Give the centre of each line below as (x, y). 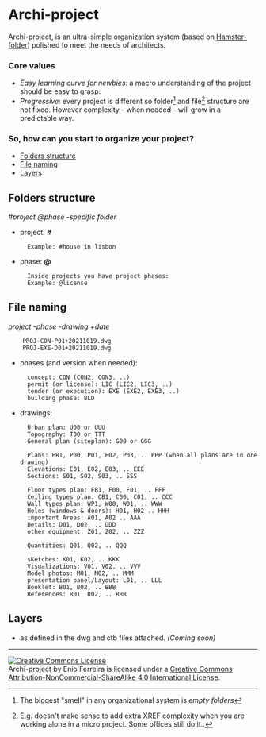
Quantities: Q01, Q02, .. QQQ (77, 546)
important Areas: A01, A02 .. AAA (84, 518)
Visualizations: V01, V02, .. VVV (84, 566)
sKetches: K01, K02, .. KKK (74, 559)
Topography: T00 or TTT (66, 434)
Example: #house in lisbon (72, 247)
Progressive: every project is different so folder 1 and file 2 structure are (134, 100)
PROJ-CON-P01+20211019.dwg (67, 341)
